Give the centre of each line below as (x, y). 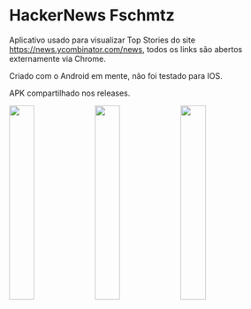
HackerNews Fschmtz (92, 15)
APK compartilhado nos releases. (70, 93)
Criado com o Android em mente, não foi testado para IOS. (116, 75)
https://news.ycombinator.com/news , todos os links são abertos (126, 49)
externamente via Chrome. (57, 58)
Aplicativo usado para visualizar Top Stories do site (103, 40)
